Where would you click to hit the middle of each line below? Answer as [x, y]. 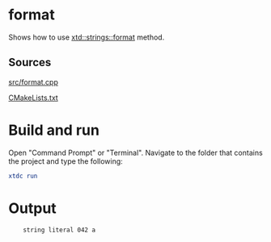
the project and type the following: [66, 161]
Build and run [54, 130]
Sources [30, 63]
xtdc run [23, 176]
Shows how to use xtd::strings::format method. [87, 37]
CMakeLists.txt [33, 98]
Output [32, 208]
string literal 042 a [59, 230]
